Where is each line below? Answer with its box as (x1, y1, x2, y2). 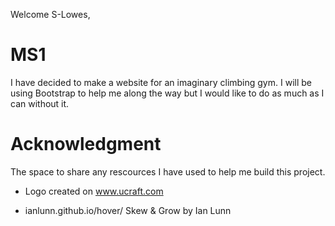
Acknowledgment (10, 133, 162, 156)
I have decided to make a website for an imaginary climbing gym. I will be (10, 76, 312, 88)
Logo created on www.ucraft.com (24, 185, 164, 197)
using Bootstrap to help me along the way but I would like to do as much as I (10, 87, 325, 99)
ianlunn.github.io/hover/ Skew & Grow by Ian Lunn (24, 204, 232, 216)
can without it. (10, 97, 70, 109)
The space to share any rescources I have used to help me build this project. (10, 165, 326, 178)
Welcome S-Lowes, (10, 9, 91, 20)
